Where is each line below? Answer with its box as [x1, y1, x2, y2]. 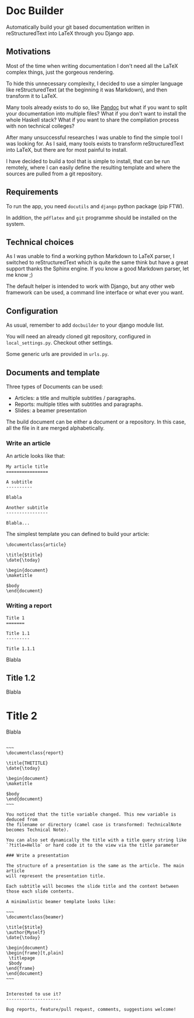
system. [6, 220, 25, 227]
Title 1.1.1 [6, 646, 35, 651]
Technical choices [6, 237, 74, 247]
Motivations [6, 47, 51, 57]
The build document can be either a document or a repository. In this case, [6, 418, 186, 425]
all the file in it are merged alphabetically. [6, 425, 105, 432]
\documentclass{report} [6, 750, 64, 756]
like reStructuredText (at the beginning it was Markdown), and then [6, 86, 168, 93]
